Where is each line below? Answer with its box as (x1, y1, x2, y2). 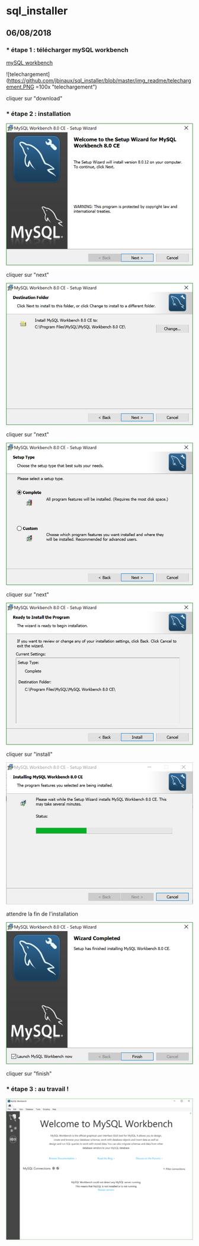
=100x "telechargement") (35, 83, 98, 90)
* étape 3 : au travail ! (6, 1084, 69, 1093)
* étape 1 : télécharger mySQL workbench (6, 46, 129, 54)
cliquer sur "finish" (6, 1070, 52, 1077)
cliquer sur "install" (6, 750, 53, 758)
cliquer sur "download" (6, 94, 63, 102)
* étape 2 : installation (6, 109, 71, 118)
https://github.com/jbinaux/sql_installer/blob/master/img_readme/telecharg (8, 77, 191, 84)
